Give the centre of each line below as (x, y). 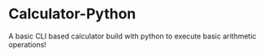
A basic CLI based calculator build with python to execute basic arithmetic (133, 36)
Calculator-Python (72, 14)
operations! (28, 44)
